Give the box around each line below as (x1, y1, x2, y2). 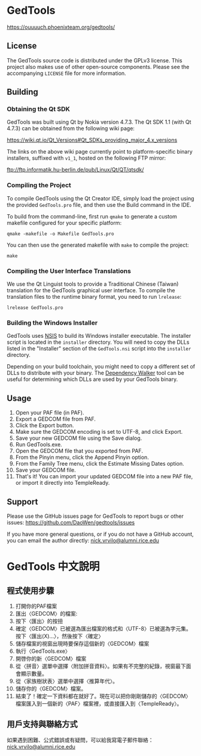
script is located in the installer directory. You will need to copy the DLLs (7, 338, 190, 346)
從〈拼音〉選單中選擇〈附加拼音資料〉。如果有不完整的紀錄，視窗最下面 (15, 662, 191, 670)
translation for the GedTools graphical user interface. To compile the (7, 287, 175, 294)
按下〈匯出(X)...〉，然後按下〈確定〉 (15, 632, 104, 640)
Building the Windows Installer (7, 319, 98, 327)
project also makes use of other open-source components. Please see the (7, 63, 190, 70)
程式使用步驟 (7, 586, 54, 596)
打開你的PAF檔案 (15, 602, 57, 610)
